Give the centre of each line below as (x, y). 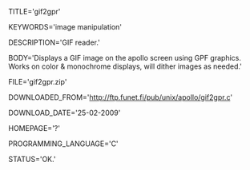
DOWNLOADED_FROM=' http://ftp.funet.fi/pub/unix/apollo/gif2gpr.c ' (121, 97)
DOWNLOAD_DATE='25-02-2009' (65, 113)
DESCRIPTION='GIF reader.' (54, 42)
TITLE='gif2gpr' (34, 12)
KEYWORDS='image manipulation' (65, 27)
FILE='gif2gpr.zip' (38, 82)
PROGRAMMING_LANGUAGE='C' (63, 144)
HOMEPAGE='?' (34, 128)
